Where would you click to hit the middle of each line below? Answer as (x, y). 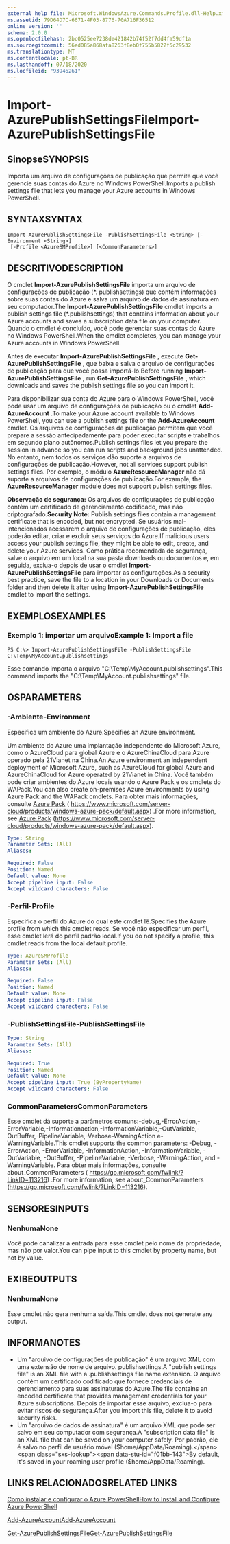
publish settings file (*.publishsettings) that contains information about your (113, 314)
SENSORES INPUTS (48, 1209)
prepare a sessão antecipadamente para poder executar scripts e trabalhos (114, 435)
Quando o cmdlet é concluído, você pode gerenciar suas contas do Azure (111, 329)
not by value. (25, 1258)
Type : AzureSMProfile (38, 956)
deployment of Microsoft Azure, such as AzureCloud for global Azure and (111, 767)
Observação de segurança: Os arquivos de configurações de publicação (111, 500)
